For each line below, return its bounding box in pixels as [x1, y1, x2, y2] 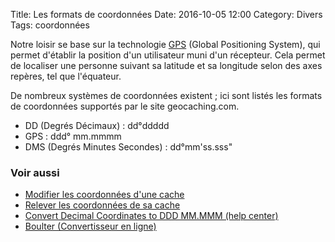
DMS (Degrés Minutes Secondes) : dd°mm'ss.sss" [24, 141, 233, 153]
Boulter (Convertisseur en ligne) [24, 220, 157, 233]
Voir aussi [10, 165, 60, 179]
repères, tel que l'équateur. [10, 70, 122, 82]
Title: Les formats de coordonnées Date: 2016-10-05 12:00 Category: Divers [10, 9, 323, 20]
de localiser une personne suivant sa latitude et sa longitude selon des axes [10, 60, 323, 71]
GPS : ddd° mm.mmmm [24, 130, 122, 142]
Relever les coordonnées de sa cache [24, 199, 181, 211]
